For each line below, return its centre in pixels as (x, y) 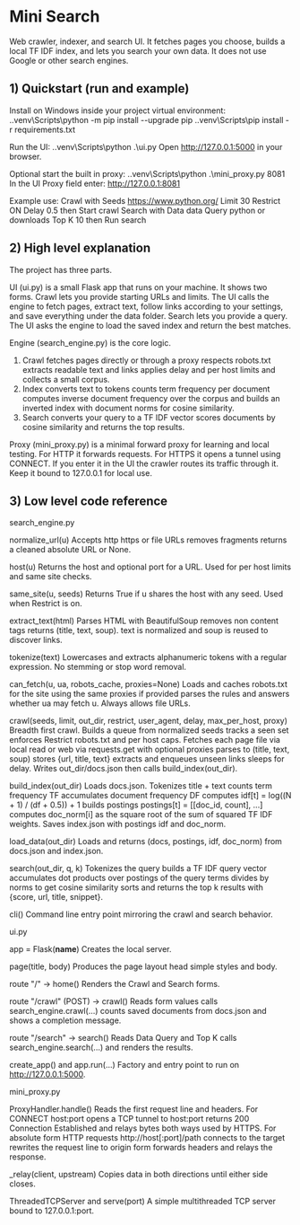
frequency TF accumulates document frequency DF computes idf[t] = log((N (150, 796)
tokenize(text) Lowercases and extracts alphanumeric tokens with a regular (148, 657)
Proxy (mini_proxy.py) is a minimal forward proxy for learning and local (140, 444)
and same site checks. (51, 577)
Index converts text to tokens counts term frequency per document (146, 389)
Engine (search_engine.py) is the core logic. (90, 342)
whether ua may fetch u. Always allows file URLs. (100, 703)
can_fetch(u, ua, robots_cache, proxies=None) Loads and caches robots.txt (149, 684)
